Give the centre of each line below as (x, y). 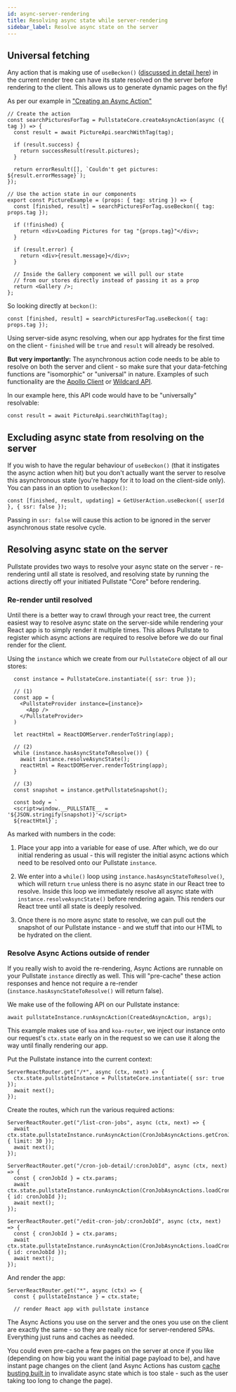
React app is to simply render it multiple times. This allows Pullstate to (108, 630)
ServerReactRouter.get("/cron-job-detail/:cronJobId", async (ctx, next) (118, 1166)
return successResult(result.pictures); (80, 151)
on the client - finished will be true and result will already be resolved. (111, 345)
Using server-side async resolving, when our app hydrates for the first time (116, 338)
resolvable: (24, 403)
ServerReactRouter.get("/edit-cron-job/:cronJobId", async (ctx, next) (114, 1221)
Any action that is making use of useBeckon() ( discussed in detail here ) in (113, 73)
